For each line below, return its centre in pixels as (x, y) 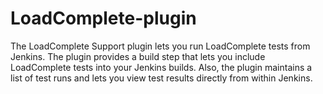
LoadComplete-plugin (103, 18)
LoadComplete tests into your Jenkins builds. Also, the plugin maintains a (161, 67)
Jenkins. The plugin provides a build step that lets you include (138, 56)
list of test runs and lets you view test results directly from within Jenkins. (161, 78)
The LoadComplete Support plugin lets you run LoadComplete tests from (160, 46)
